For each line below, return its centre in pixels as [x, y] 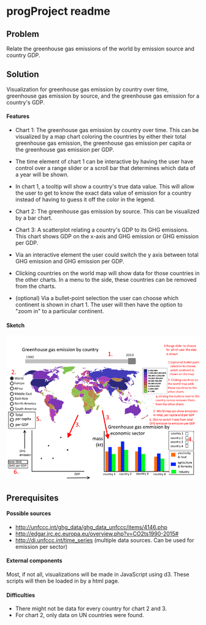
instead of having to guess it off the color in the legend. [85, 200]
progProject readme [58, 11]
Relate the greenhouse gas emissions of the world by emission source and [101, 49]
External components [34, 561]
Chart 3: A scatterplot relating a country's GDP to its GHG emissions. [102, 230]
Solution [23, 75]
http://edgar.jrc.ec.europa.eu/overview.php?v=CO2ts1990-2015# [97, 534]
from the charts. [36, 286]
